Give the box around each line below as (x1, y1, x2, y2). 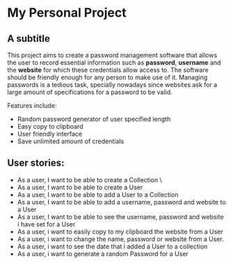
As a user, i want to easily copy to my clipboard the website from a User (17, 227, 224, 236)
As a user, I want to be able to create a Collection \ (17, 175, 162, 184)
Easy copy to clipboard (17, 122, 83, 130)
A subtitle (7, 33, 51, 45)
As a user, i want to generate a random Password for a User (17, 249, 189, 258)
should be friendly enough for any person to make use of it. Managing (7, 73, 208, 81)
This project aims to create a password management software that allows (7, 51, 218, 59)
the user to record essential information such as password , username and (7, 58, 221, 67)
